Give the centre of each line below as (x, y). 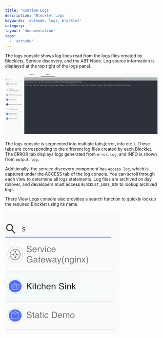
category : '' (18, 26)
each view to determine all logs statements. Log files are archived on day (79, 179)
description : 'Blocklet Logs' (36, 15)
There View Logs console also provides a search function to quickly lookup (81, 199)
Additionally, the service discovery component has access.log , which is (77, 169)
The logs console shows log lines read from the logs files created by (74, 56)
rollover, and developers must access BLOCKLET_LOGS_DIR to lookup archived (81, 184)
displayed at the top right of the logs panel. (48, 66)
